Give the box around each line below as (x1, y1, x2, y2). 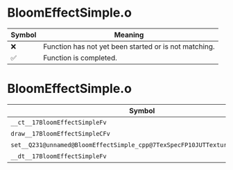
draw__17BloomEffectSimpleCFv (10, 130, 111, 137)
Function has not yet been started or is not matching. (42, 42, 215, 51)
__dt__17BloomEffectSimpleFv (10, 152, 107, 160)
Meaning (114, 30, 144, 40)
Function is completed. (42, 53, 118, 62)
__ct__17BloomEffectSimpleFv (10, 118, 107, 126)
